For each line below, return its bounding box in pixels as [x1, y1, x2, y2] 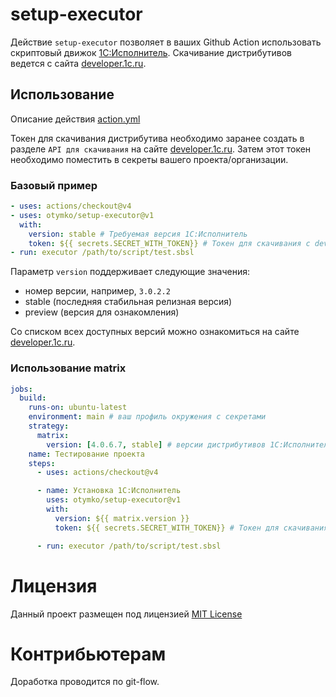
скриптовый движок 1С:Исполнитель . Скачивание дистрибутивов [10, 46, 293, 58]
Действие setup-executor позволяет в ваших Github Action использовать [10, 36, 322, 48]
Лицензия [10, 574, 98, 597]
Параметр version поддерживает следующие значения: [10, 266, 250, 278]
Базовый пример [10, 178, 98, 192]
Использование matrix [10, 361, 127, 375]
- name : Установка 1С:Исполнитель [36, 486, 182, 496]
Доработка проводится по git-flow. [10, 676, 160, 688]
